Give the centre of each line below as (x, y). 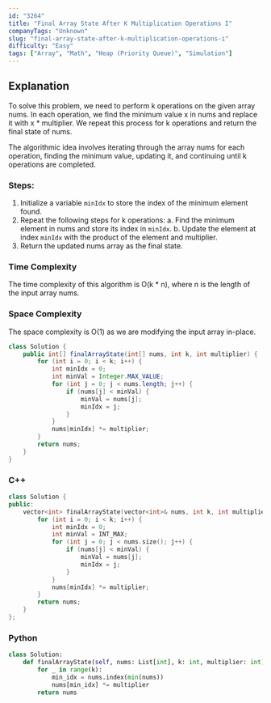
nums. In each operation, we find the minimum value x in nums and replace (133, 114)
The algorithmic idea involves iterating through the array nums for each (127, 147)
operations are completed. (52, 164)
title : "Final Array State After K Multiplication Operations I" (120, 23)
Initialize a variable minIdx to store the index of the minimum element (134, 203)
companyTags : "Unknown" (48, 31)
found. (31, 212)
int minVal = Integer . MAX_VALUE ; (107, 377)
